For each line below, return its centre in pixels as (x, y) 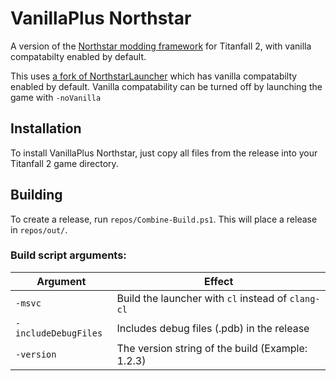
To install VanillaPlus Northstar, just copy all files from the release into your (164, 153)
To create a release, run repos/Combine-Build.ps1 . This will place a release (164, 219)
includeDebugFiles (59, 333)
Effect (219, 281)
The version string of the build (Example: (212, 348)
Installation (46, 128)
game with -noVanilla (56, 97)
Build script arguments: (68, 255)
